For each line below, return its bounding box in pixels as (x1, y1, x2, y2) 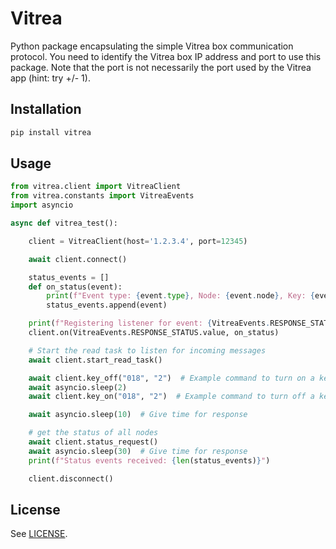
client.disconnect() (28, 473, 114, 484)
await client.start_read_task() (28, 355, 163, 365)
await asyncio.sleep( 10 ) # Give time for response (28, 410, 248, 420)
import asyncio (10, 200, 74, 211)
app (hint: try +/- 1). (10, 72, 91, 84)
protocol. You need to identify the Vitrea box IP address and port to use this (10, 50, 322, 62)
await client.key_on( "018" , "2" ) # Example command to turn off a (28, 392, 315, 402)
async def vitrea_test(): (10, 218, 118, 229)
